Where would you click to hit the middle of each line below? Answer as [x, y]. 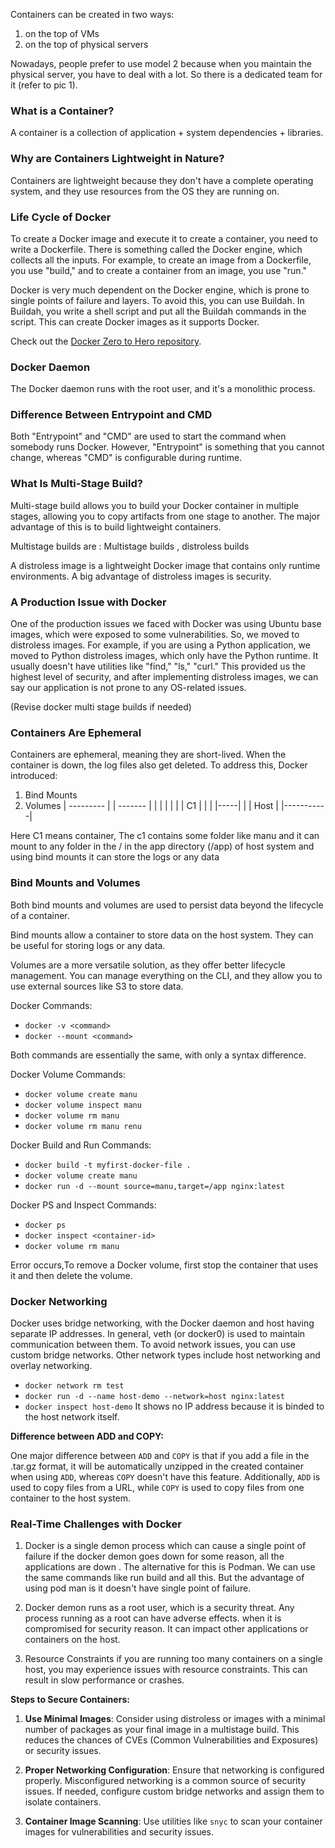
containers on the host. [72, 1640]
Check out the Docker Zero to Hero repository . [106, 341]
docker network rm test [74, 1385]
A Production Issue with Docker [88, 602]
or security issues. [63, 1751]
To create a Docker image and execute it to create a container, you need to [164, 238]
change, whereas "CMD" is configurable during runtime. [126, 458]
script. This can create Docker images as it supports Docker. [135, 321]
